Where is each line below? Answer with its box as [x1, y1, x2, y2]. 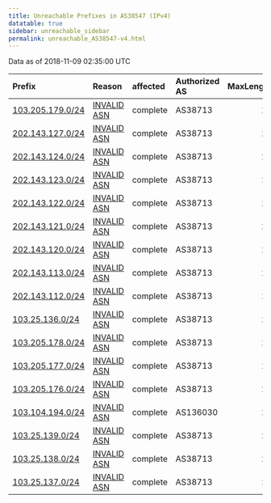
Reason [92, 81, 123, 92]
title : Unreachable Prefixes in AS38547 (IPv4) [8, 11, 172, 20]
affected [131, 81, 165, 92]
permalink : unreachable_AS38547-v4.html [8, 34, 147, 43]
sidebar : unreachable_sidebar [8, 27, 110, 35]
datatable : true [8, 19, 63, 27]
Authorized [175, 76, 220, 87]
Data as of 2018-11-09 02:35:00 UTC [8, 57, 131, 66]
